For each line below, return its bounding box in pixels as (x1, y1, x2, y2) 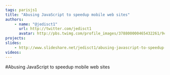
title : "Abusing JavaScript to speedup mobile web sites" (5, 12, 130, 17)
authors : (5, 17, 24, 22)
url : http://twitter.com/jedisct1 (18, 26, 92, 31)
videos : (5, 50, 22, 55)
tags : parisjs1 (5, 7, 37, 13)
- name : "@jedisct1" (14, 21, 58, 27)
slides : (5, 41, 22, 46)
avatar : (18, 31, 35, 36)
